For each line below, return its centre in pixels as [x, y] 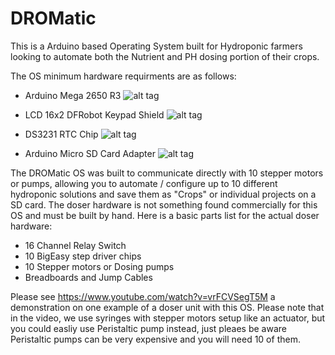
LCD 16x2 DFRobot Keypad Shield [94, 114]
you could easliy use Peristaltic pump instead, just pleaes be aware [148, 328]
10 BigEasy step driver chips [83, 256]
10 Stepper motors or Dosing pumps [99, 266]
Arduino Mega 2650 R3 [73, 95]
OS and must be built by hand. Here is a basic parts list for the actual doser [165, 215]
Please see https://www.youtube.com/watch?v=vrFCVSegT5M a [143, 296]
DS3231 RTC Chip [61, 134]
